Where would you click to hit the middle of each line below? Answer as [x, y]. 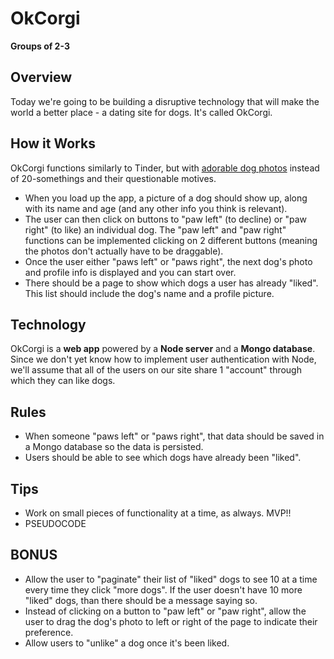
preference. [49, 632]
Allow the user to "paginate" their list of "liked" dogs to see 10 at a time [171, 579]
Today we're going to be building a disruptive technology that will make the [165, 101]
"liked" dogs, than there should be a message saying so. [141, 600]
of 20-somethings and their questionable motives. [113, 178]
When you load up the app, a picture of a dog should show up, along [166, 198]
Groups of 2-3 [40, 46]
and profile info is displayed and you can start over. [130, 272]
